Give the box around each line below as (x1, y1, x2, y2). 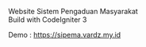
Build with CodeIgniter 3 (8, 15, 87, 24)
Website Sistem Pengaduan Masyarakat (8, 7, 139, 16)
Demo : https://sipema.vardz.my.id (8, 31, 121, 39)
